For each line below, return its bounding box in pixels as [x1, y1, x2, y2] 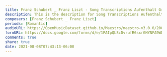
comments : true [5, 35, 37, 40]
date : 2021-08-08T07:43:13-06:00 [5, 44, 75, 49]
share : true [5, 40, 30, 45]
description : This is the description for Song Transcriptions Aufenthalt [5, 12, 164, 17]
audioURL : [5, 26, 26, 31]
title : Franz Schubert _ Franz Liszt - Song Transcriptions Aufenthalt [5, 7, 157, 12]
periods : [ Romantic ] [5, 21, 48, 26]
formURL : [5, 30, 23, 35]
